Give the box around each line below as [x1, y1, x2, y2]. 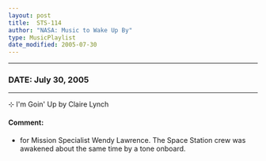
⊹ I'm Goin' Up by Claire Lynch [8, 99, 109, 109]
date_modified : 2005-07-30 [8, 41, 97, 49]
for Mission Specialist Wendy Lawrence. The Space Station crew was [19, 135, 246, 144]
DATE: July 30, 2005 [8, 74, 89, 85]
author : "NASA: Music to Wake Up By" [8, 26, 133, 34]
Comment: [8, 118, 44, 127]
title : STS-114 [8, 19, 62, 27]
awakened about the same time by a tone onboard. [19, 144, 186, 153]
